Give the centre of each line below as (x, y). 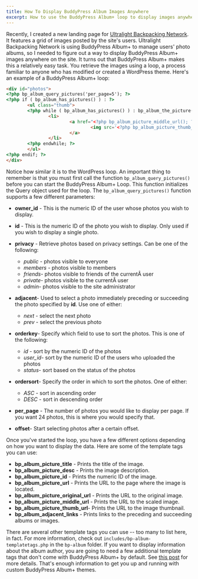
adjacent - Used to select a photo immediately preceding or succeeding (102, 298)
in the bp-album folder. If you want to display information (118, 544)
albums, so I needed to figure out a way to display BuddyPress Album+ (92, 53)
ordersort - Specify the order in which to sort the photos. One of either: (101, 381)
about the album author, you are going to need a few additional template (94, 551)
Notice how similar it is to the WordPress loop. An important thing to (88, 172)
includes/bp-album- (127, 539)
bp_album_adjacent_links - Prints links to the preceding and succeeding (103, 514)
